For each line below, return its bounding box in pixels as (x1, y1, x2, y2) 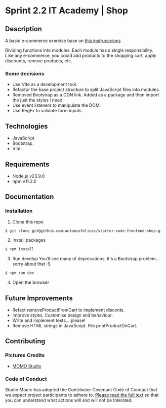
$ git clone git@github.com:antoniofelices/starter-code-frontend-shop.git (5, 228, 165, 233)
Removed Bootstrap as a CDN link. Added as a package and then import (12, 92, 159, 98)
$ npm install (5, 247, 35, 252)
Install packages (12, 237, 46, 243)
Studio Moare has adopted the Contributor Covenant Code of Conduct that (5, 387, 157, 393)
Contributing (5, 337, 45, 346)
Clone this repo (12, 219, 43, 225)
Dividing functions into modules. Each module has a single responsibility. (5, 47, 154, 53)
